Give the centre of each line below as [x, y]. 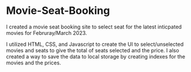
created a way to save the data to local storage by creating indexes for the [96, 56]
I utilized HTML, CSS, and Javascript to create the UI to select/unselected [95, 44]
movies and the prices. [34, 63]
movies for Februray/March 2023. [47, 33]
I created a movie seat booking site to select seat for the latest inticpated [94, 27]
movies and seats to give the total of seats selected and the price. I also [93, 50]
